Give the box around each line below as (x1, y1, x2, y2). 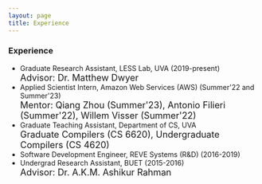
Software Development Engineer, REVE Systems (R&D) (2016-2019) (19, 149, 240, 159)
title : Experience (8, 19, 69, 27)
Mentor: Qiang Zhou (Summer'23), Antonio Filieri (19, 99, 225, 111)
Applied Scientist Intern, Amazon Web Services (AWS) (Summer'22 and (19, 82, 255, 92)
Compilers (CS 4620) (19, 139, 110, 151)
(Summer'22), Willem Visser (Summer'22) (19, 109, 197, 121)
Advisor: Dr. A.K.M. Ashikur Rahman (19, 166, 172, 178)
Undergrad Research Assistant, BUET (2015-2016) (19, 158, 185, 167)
